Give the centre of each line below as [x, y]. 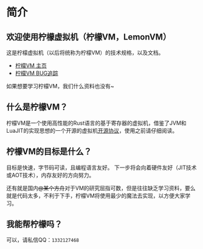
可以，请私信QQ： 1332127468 [43, 240]
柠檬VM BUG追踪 [37, 73]
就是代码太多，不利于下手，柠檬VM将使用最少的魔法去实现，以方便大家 [96, 195]
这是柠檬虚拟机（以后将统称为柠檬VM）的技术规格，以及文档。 [85, 53]
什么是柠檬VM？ [37, 107]
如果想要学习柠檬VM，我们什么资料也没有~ [60, 86]
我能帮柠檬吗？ [34, 224]
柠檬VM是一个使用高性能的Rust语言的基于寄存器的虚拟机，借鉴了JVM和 [96, 123]
